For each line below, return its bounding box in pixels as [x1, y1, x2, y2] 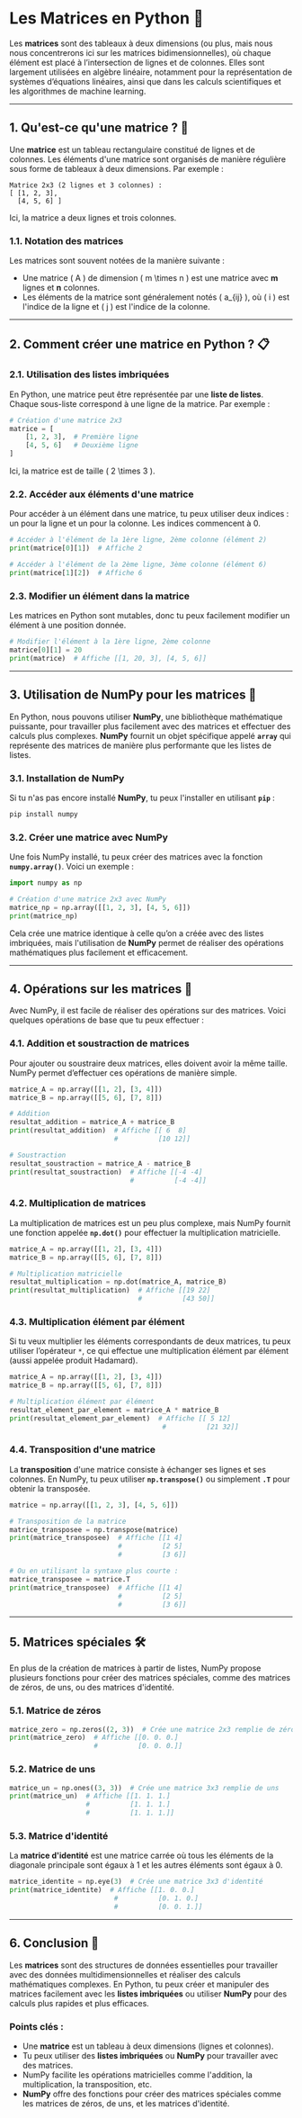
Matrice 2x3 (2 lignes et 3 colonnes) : [9, 180, 164, 190]
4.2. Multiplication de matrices [9, 1197, 147, 1210]
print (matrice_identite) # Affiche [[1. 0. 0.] [9, 1886, 195, 1895]
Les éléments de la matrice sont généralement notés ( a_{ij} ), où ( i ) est [22, 292, 290, 302]
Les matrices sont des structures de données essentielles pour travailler [9, 1960, 279, 1970]
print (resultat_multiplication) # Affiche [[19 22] [9, 1286, 211, 1295]
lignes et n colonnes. [22, 283, 101, 293]
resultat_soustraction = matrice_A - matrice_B [9, 1158, 191, 1168]
